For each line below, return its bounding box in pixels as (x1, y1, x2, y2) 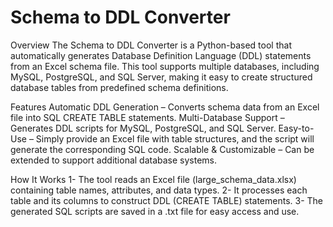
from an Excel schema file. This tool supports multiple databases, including (10, 60, 320, 72)
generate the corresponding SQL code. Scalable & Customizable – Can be (10, 143, 315, 155)
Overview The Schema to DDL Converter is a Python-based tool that (10, 39, 292, 51)
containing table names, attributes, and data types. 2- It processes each (10, 184, 308, 196)
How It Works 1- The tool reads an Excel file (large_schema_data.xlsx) (10, 173, 297, 185)
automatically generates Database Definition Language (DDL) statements (10, 49, 312, 61)
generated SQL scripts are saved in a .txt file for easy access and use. (10, 205, 300, 217)
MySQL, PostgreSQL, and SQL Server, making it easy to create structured (10, 71, 313, 83)
